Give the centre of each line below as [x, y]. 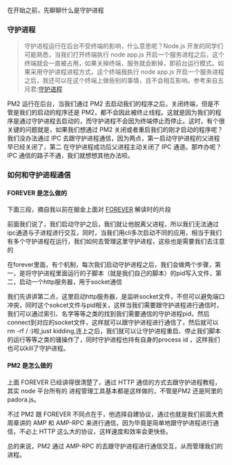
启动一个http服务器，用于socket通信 [70, 282]
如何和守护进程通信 [39, 175]
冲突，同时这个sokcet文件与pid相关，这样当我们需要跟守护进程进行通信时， [115, 305]
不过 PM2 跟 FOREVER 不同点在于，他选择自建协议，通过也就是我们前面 [109, 414]
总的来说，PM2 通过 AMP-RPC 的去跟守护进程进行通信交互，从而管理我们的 [115, 446]
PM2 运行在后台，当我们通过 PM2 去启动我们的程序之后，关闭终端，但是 [110, 104]
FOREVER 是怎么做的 [37, 192]
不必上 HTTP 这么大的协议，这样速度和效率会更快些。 [96, 431]
